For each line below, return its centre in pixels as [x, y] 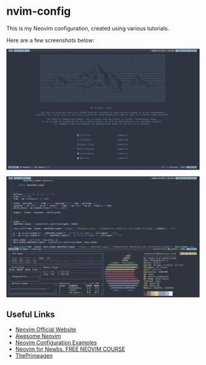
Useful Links [31, 315]
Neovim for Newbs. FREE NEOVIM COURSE [70, 349]
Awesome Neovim [38, 336]
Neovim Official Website [46, 329]
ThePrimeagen [34, 355]
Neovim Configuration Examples [56, 342]
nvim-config [39, 11]
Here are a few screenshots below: [51, 40]
